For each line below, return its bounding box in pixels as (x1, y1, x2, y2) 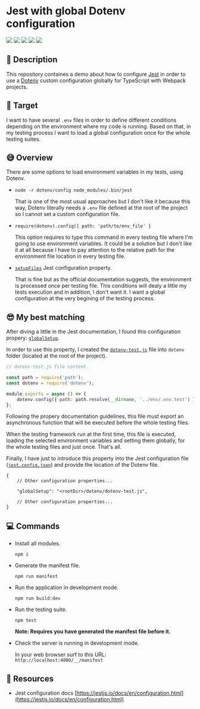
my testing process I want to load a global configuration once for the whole (6, 129, 190, 136)
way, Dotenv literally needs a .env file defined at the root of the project (14, 204, 188, 211)
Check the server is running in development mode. (14, 640, 139, 647)
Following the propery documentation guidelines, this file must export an (6, 413, 184, 420)
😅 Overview (6, 152, 54, 162)
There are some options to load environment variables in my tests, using (6, 168, 183, 175)
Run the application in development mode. (14, 584, 119, 591)
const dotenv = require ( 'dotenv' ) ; (6, 380, 95, 386)
